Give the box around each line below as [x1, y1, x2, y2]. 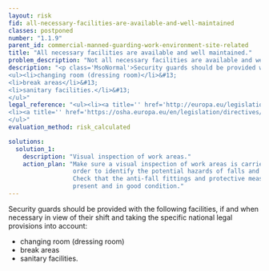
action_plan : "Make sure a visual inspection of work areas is [22, 160, 239, 168]
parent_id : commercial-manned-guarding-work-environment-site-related [8, 42, 249, 50]
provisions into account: [8, 221, 88, 230]
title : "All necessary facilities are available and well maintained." [8, 49, 252, 57]
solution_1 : [15, 145, 56, 153]
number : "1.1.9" [8, 34, 62, 42]
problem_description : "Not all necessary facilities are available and [8, 57, 252, 65]
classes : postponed [8, 26, 74, 34]
